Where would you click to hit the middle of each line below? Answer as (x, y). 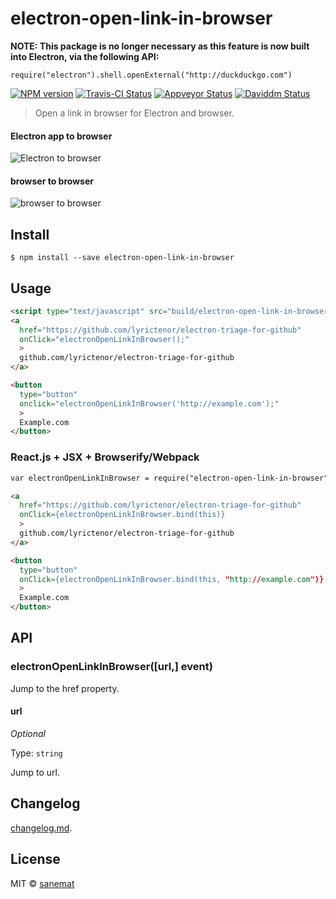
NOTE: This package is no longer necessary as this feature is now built (160, 46)
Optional (28, 733)
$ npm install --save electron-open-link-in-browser (122, 258)
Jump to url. (35, 772)
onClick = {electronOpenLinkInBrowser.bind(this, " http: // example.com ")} (172, 579)
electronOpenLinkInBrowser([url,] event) (111, 667)
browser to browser (52, 181)
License (35, 859)
